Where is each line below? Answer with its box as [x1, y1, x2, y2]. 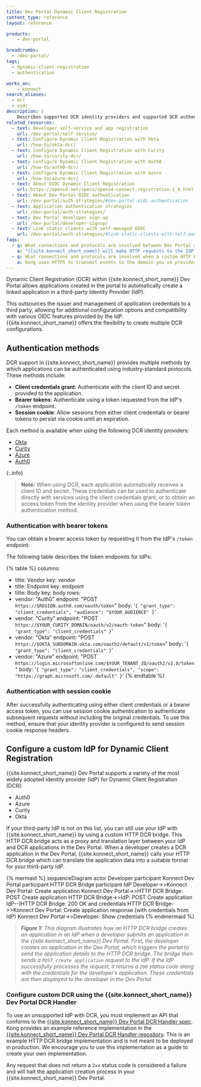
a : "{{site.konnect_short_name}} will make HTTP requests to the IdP [17, 248, 194, 254]
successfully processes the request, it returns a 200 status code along [20, 963, 194, 970]
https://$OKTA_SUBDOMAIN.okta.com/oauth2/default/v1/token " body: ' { [14, 641, 189, 648]
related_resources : [6, 120, 55, 126]
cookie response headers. [6, 726, 71, 734]
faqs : [6, 237, 20, 243]
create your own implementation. [6, 1050, 88, 1057]
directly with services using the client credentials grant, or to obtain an [20, 494, 195, 501]
